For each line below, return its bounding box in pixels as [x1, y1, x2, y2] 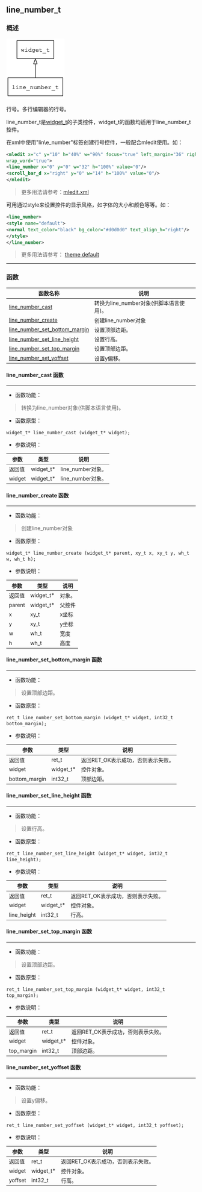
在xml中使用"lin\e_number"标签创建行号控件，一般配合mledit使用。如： [6, 139, 183, 146]
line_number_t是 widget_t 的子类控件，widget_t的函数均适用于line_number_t [6, 118, 191, 125]
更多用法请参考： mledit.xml [20, 189, 89, 196]
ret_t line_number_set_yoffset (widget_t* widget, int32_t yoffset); [6, 1122, 185, 1128]
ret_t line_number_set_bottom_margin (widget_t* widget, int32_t [6, 714, 173, 720]
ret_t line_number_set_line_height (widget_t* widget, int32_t [6, 850, 168, 857]
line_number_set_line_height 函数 [6, 792, 92, 799]
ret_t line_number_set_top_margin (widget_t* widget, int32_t [6, 986, 165, 993]
